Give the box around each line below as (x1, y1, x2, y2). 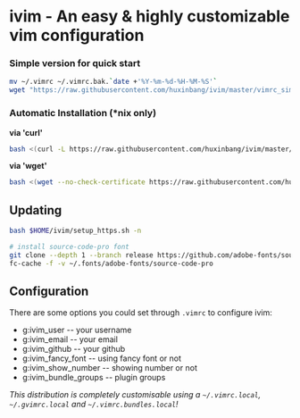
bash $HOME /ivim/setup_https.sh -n (9, 226, 142, 236)
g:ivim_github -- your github (21, 344, 126, 355)
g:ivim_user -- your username (21, 324, 132, 336)
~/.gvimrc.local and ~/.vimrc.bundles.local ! (9, 399, 179, 410)
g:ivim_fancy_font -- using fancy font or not (21, 353, 181, 364)
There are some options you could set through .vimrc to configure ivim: (9, 307, 272, 318)
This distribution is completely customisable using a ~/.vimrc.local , (9, 389, 262, 400)
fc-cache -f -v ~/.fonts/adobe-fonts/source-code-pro (9, 259, 214, 268)
